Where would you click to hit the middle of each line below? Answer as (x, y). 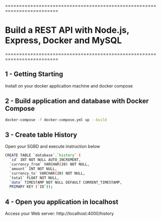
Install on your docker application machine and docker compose (69, 86)
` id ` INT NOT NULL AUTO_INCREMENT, (45, 160)
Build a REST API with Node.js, (67, 30)
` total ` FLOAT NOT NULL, (34, 178)
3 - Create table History (41, 135)
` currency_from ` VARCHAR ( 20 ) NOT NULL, (50, 164)
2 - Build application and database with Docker (77, 101)
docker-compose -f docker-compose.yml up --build (56, 120)
